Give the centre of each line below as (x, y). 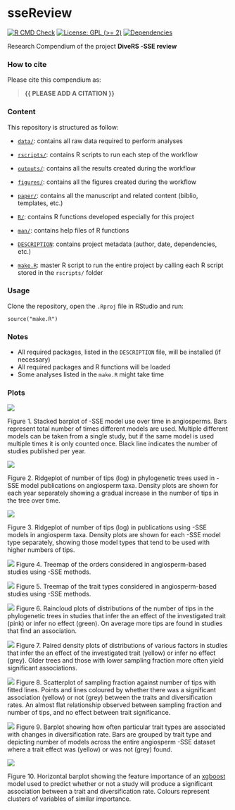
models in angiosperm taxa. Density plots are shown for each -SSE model (114, 535)
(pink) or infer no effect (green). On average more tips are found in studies (115, 624)
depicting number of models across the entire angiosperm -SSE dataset (112, 742)
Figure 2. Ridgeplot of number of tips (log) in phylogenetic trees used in (111, 478)
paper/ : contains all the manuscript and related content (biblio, (108, 195)
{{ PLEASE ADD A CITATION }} (69, 94)
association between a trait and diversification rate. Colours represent (108, 792)
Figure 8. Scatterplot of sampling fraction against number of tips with (116, 682)
